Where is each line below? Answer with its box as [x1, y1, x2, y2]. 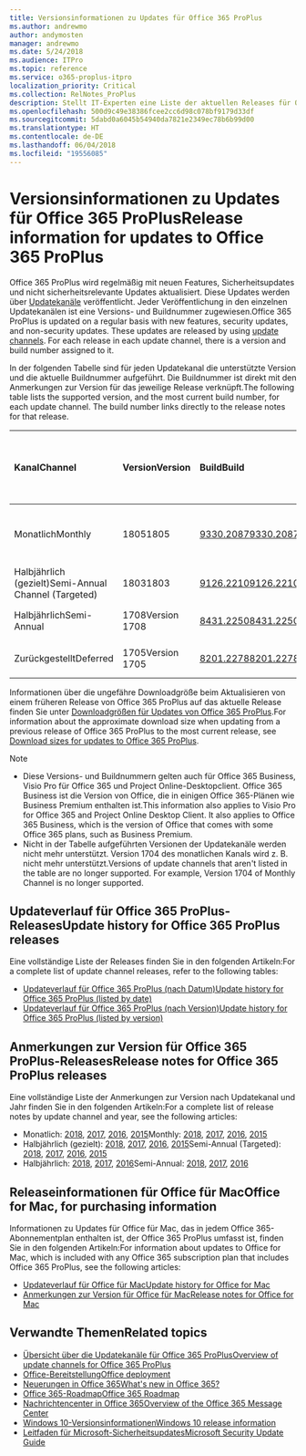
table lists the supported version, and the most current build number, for [9, 391, 280, 402]
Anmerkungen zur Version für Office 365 [9, 1039, 248, 1055]
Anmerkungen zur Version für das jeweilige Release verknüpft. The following [9, 381, 295, 392]
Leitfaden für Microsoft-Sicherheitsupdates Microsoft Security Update [22, 1427, 284, 1438]
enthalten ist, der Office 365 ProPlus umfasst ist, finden [76, 1232, 284, 1243]
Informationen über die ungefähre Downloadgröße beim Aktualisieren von [9, 686, 286, 698]
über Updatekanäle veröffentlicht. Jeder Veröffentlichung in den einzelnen [9, 296, 288, 307]
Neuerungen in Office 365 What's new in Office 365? [22, 1378, 220, 1389]
